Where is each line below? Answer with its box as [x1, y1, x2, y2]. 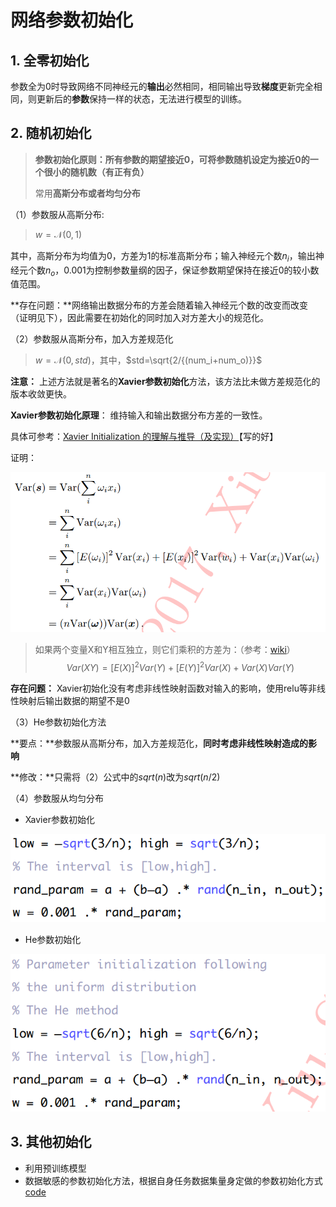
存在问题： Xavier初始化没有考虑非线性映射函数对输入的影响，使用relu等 [10, 682, 308, 694]
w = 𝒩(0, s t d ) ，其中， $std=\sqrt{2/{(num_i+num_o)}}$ [34, 354, 263, 366]
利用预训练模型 [24, 1162, 87, 1174]
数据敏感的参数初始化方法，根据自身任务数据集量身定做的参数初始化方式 [24, 1174, 323, 1186]
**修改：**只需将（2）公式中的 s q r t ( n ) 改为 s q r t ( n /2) [10, 771, 221, 783]
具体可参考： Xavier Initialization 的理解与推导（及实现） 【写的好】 [10, 431, 279, 443]
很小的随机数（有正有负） [43, 166, 150, 178]
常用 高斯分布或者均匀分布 [34, 187, 141, 199]
